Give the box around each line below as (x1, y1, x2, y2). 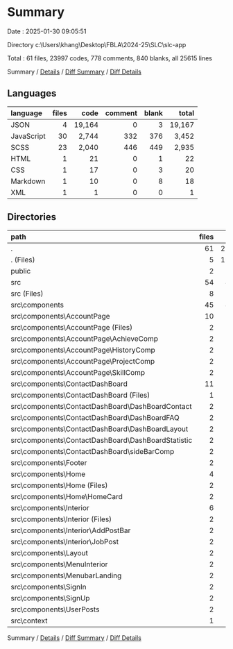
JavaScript (10, 131, 46, 141)
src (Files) (10, 289, 44, 298)
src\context (10, 616, 48, 625)
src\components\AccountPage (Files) (10, 322, 133, 332)
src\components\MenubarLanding (10, 571, 122, 580)
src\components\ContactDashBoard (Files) (10, 390, 150, 400)
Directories (7, 211, 57, 223)
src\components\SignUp (10, 593, 90, 602)
